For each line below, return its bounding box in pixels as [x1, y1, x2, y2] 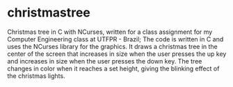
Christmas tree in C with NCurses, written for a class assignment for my [7, 28, 213, 36]
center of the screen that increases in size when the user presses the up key [7, 50, 227, 58]
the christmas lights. [7, 71, 65, 80]
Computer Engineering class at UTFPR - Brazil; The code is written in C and [7, 35, 224, 43]
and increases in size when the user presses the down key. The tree [7, 57, 202, 65]
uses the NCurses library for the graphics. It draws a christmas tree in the [7, 42, 218, 50]
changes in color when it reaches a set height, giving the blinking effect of [7, 64, 220, 72]
